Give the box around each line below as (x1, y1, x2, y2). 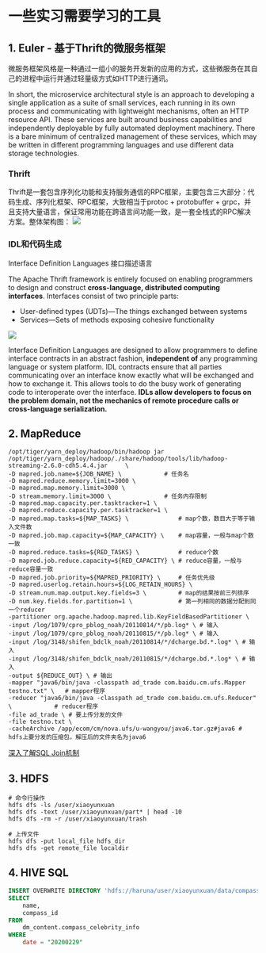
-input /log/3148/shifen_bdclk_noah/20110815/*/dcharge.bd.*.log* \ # (8, 655, 246, 663)
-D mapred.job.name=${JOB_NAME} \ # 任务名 (8, 470, 189, 478)
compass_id (22, 909, 59, 917)
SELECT (8, 894, 30, 902)
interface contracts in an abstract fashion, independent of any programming (8, 354, 258, 363)
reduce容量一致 (8, 565, 54, 573)
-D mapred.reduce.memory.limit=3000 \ (8, 477, 136, 485)
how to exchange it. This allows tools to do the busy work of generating (8, 378, 241, 388)
